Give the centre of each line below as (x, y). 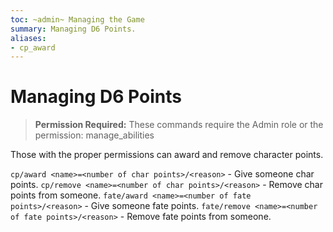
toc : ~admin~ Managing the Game (77, 19)
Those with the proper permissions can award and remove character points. (167, 155)
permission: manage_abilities (94, 135)
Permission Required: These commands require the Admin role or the (179, 125)
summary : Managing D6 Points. (73, 29)
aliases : (28, 38)
